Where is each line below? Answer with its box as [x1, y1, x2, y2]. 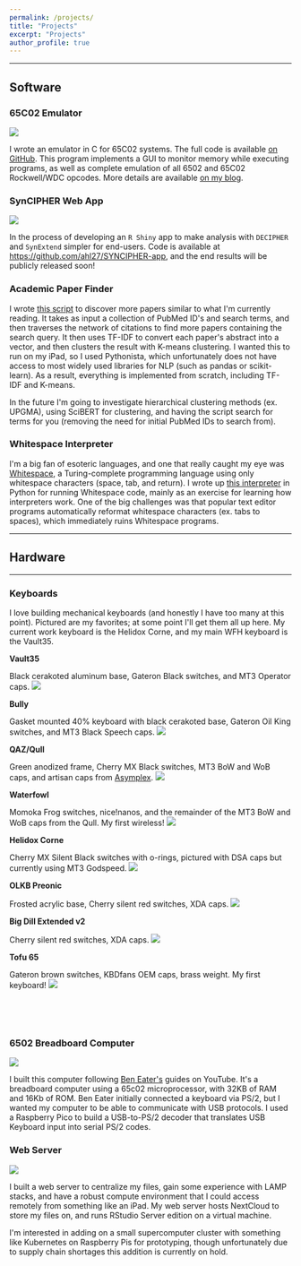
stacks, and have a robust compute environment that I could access [9, 1191, 260, 1201]
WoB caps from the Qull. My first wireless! [9, 817, 165, 828]
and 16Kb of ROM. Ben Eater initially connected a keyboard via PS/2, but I [9, 1093, 280, 1104]
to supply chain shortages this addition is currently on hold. [9, 1246, 228, 1257]
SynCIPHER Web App [9, 194, 104, 207]
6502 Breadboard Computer [9, 1037, 135, 1049]
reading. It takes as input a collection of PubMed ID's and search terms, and [9, 313, 289, 323]
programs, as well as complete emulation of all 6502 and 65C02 [9, 162, 246, 173]
